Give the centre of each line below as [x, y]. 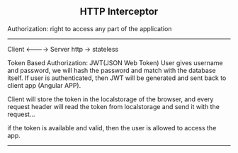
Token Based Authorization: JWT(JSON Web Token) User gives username [115, 62]
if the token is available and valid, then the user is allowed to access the [112, 127]
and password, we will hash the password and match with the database [112, 70]
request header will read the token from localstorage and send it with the [113, 106]
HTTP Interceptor [119, 12]
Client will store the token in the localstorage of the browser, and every [110, 99]
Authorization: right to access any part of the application [90, 28]
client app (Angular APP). [44, 85]
